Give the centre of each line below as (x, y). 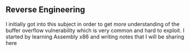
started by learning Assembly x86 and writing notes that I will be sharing (95, 36)
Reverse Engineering (45, 10)
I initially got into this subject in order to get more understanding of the (93, 24)
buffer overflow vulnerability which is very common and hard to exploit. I (95, 30)
